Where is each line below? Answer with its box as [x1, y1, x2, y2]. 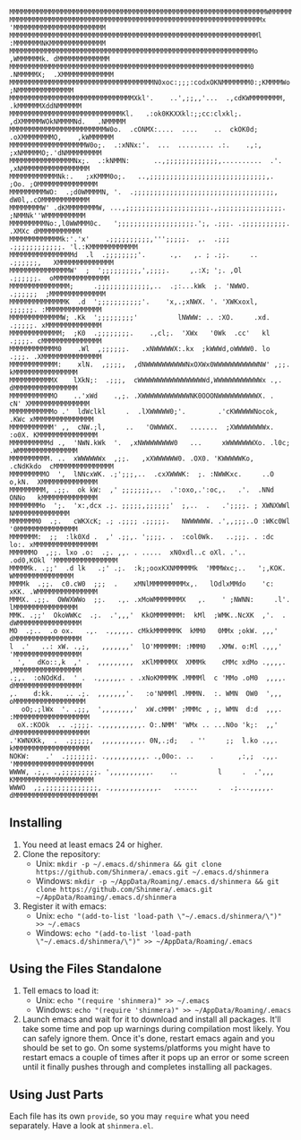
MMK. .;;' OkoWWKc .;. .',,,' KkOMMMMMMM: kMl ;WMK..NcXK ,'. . [9, 611, 287, 620]
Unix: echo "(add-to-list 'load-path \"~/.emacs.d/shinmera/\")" [35, 910, 282, 921]
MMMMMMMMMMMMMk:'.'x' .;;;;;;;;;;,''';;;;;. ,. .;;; [9, 235, 230, 244]
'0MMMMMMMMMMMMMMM [9, 525, 78, 534]
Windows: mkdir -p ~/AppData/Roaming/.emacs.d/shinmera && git [35, 875, 279, 886]
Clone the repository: [21, 848, 101, 859]
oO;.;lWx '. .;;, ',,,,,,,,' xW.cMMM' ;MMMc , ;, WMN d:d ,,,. [21, 705, 282, 714]
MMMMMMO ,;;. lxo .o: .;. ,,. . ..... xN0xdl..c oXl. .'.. [9, 548, 246, 557]
